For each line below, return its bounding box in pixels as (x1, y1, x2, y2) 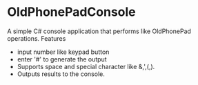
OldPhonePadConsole (7, 4, 136, 20)
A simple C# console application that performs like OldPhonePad (7, 27, 192, 35)
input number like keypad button (17, 48, 110, 56)
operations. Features (7, 34, 66, 42)
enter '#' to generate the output (17, 55, 107, 63)
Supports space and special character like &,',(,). (17, 62, 155, 70)
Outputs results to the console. (17, 70, 105, 78)
